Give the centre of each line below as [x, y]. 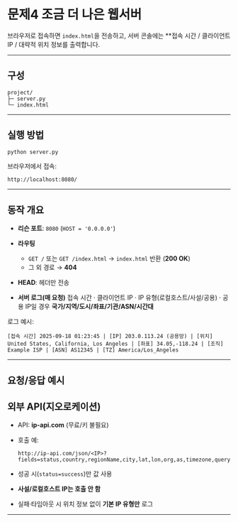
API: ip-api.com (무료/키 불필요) [63, 425]
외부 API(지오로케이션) [54, 407]
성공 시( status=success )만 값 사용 [65, 474]
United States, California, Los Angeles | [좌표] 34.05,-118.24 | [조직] [115, 344]
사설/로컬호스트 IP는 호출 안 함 [59, 489]
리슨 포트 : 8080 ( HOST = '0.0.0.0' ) [66, 229]
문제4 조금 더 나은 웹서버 [75, 15]
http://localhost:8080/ [42, 180]
